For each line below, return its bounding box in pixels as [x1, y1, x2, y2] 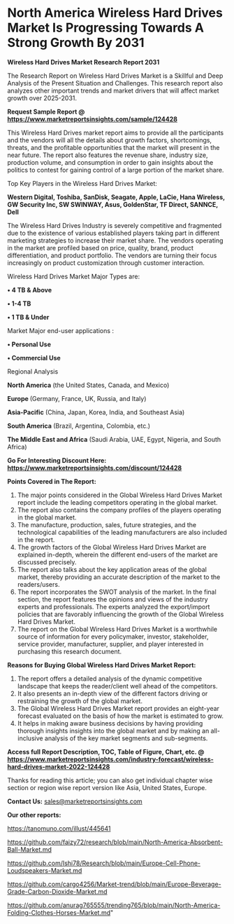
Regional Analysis [7, 367, 59, 376]
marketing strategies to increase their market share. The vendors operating [7, 236, 224, 245]
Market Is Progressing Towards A [7, 20, 205, 36]
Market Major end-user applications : [7, 326, 114, 334]
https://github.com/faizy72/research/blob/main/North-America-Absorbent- [7, 838, 224, 846]
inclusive [17, 734, 43, 742]
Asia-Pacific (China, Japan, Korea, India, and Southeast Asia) [7, 408, 185, 416]
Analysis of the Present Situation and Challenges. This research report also [7, 79, 224, 87]
